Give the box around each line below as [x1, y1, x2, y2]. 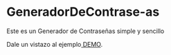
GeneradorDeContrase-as [6, 4, 160, 20]
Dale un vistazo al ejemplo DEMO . [6, 40, 103, 48]
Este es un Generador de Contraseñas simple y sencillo [6, 27, 165, 35]
